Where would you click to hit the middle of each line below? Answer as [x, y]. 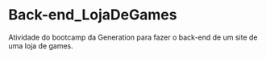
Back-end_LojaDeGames [93, 15]
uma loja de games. [41, 45]
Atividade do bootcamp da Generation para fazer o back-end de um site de [133, 37]
